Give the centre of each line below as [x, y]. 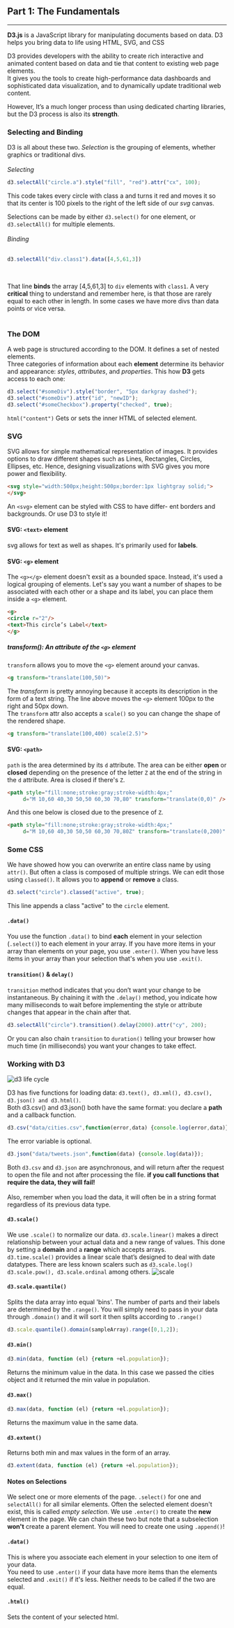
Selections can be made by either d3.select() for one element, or [102, 217]
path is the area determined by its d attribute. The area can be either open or [117, 765]
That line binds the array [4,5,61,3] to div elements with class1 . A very [108, 286]
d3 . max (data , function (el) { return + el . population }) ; [88, 1409]
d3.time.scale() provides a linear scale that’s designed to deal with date [111, 1257]
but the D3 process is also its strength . [63, 114]
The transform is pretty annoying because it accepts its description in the [112, 691]
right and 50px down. [38, 706]
